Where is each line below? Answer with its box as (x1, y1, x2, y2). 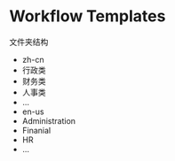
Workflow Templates (9, 6, 166, 27)
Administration (21, 115, 76, 126)
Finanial (21, 125, 52, 135)
